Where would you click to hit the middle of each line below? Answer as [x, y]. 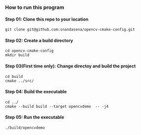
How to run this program [35, 7]
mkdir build [17, 55]
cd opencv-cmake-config [29, 51]
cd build [14, 76]
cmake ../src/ [20, 81]
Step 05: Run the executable [35, 117]
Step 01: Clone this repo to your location [47, 19]
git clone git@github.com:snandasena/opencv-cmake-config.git [70, 30]
